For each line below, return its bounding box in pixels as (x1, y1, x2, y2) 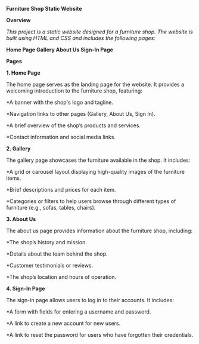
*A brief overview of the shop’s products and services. (6, 122, 141, 129)
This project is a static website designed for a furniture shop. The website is (6, 28, 193, 35)
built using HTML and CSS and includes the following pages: (6, 35, 156, 41)
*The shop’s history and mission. (6, 239, 88, 245)
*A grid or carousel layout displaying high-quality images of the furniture (6, 168, 185, 175)
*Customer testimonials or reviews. (6, 262, 94, 269)
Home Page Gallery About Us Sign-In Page (6, 46, 113, 53)
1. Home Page (6, 69, 41, 76)
